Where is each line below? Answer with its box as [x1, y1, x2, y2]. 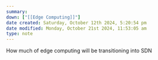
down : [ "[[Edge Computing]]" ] [6, 14, 81, 20]
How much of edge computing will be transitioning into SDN [6, 47, 152, 54]
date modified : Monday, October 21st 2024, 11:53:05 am [6, 25, 147, 31]
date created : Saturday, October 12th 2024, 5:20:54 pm [6, 20, 147, 26]
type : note [6, 31, 33, 37]
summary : [6, 8, 28, 15]
